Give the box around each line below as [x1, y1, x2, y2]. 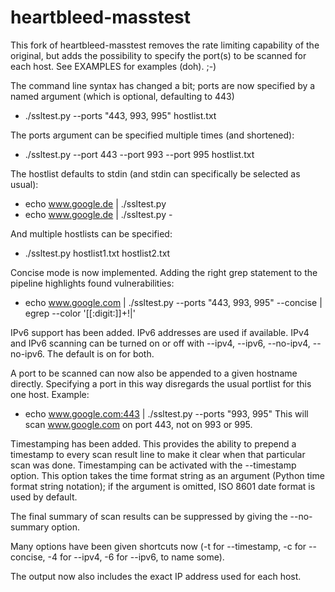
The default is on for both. [46, 347, 155, 360]
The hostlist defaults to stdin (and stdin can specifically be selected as [10, 167, 301, 180]
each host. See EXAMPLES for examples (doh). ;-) [10, 60, 217, 72]
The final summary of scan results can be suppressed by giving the [10, 510, 288, 522]
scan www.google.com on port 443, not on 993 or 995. [24, 418, 253, 430]
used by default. [10, 491, 78, 503]
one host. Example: [10, 388, 90, 400]
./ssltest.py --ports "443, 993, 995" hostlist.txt [24, 109, 217, 121]
